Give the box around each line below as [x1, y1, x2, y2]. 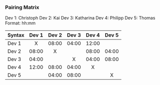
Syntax [7, 32, 24, 39]
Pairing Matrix [5, 4, 40, 11]
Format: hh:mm [5, 20, 36, 26]
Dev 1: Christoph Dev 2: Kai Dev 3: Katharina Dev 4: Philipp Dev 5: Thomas [5, 15, 156, 21]
